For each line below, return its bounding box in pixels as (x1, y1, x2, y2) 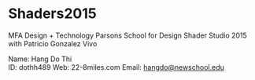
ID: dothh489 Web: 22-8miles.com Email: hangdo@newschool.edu (8, 62, 224, 71)
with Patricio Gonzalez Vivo (8, 38, 98, 48)
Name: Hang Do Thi (8, 54, 72, 64)
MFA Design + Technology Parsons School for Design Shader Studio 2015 (8, 31, 248, 40)
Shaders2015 (8, 5, 97, 23)
